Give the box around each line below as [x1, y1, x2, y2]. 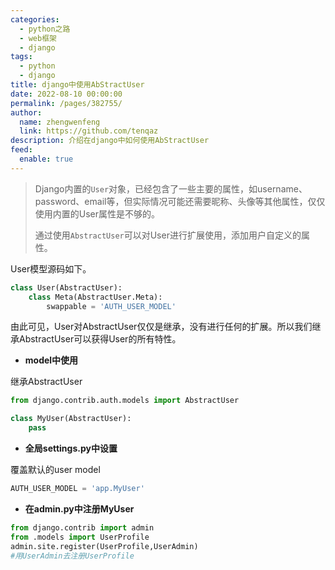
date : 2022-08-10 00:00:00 [10, 89, 123, 99]
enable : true [19, 154, 74, 164]
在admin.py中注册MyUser [24, 502, 135, 515]
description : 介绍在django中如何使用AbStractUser [10, 136, 210, 146]
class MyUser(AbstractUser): [10, 414, 132, 424]
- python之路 [19, 24, 71, 34]
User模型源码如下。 [10, 262, 92, 275]
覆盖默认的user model [10, 464, 101, 475]
